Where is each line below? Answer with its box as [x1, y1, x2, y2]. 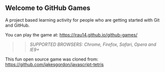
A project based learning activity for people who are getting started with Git [5, 17, 160, 23]
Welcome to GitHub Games [5, 4, 90, 12]
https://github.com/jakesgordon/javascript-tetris [5, 61, 104, 67]
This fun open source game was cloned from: [5, 56, 98, 62]
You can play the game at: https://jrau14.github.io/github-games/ [5, 32, 138, 37]
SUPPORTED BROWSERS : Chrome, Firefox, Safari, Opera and [29, 41, 157, 47]
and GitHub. [5, 22, 30, 28]
